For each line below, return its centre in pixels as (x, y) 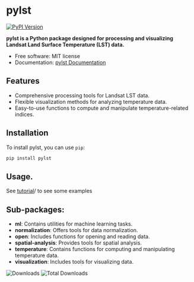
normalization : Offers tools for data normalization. (76, 230)
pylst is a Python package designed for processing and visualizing (90, 38)
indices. (24, 114)
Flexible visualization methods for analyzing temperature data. (91, 102)
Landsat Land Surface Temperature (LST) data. (65, 45)
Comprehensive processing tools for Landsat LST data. (82, 95)
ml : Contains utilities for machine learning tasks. (74, 224)
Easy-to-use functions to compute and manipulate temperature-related (101, 108)
